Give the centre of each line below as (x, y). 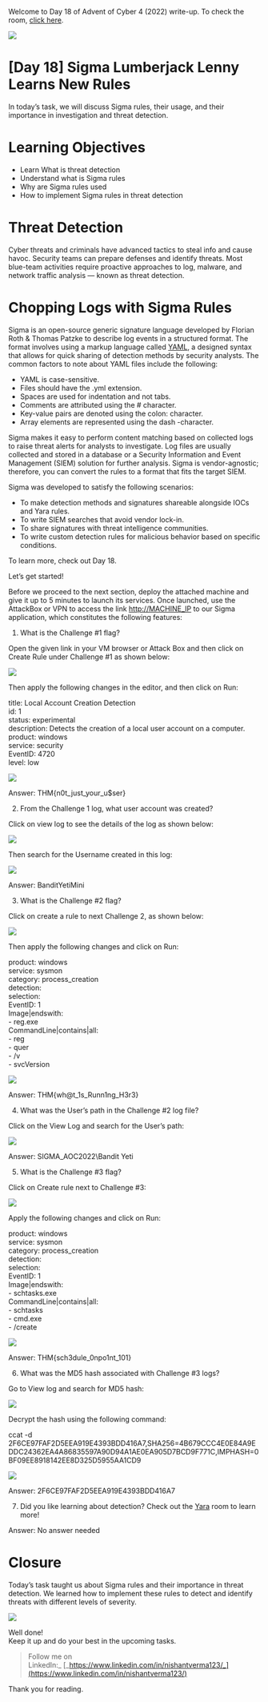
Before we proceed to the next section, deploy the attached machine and (129, 591)
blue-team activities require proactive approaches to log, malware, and (125, 267)
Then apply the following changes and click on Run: (94, 946)
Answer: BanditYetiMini (46, 885)
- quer (19, 1047)
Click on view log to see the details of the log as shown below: (111, 823)
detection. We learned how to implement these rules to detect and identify (131, 1593)
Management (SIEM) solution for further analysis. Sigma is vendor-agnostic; (134, 463)
